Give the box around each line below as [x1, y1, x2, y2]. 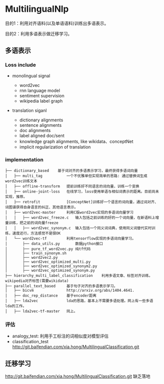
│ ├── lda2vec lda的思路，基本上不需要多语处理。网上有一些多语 [5, 298, 153, 303]
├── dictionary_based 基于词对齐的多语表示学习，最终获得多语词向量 [5, 168, 138, 173]
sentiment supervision [19, 92, 65, 99]
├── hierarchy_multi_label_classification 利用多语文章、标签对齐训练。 [5, 273, 153, 278]
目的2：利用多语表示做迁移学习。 [5, 30, 72, 36]
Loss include [5, 61, 36, 68]
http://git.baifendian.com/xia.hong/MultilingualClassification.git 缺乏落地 [5, 373, 151, 379]
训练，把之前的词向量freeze [8, 220, 59, 225]
